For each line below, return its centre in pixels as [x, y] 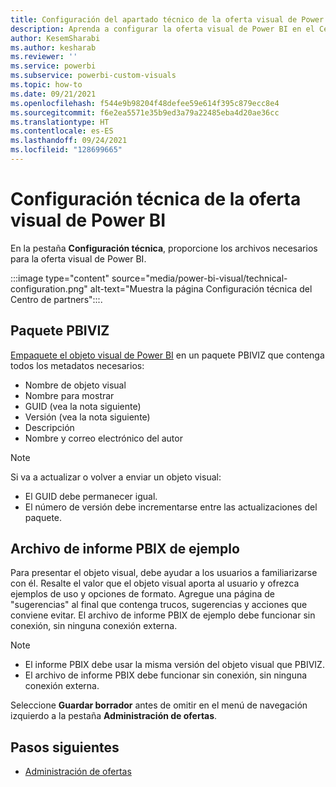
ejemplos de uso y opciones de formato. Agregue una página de [143, 594]
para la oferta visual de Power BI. [78, 258]
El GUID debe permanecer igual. [91, 496]
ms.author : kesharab [53, 47]
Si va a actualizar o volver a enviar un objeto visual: [116, 477]
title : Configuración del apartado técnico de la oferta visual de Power [167, 19]
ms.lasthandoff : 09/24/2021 [69, 141]
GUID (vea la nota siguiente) [83, 406]
